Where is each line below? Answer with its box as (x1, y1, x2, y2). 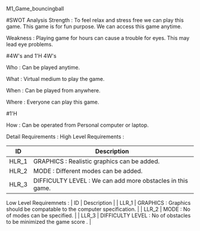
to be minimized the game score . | (6, 218, 91, 225)
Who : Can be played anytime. (6, 64, 80, 71)
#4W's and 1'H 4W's (6, 52, 57, 59)
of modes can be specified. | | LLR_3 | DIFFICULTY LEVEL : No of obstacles (6, 212, 191, 219)
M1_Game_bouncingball (6, 5, 64, 12)
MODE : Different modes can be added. (33, 167, 143, 175)
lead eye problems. (6, 41, 54, 48)
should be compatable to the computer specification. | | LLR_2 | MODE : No (6, 205, 190, 213)
